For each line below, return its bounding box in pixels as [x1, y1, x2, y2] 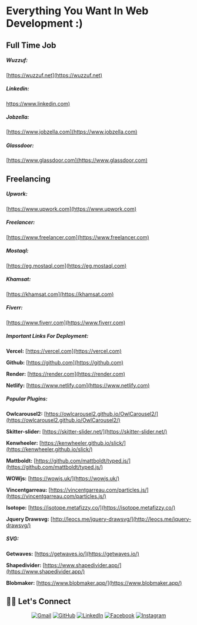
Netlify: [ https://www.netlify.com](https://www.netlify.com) [6, 382, 150, 389]
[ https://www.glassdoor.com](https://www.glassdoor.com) [6, 157, 148, 164]
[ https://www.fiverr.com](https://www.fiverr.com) [6, 319, 126, 326]
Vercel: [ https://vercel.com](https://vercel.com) [6, 347, 122, 354]
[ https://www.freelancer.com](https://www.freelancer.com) [6, 233, 149, 240]
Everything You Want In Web [6, 4, 149, 18]
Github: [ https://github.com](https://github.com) [6, 359, 123, 366]
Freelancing [6, 174, 51, 184]
